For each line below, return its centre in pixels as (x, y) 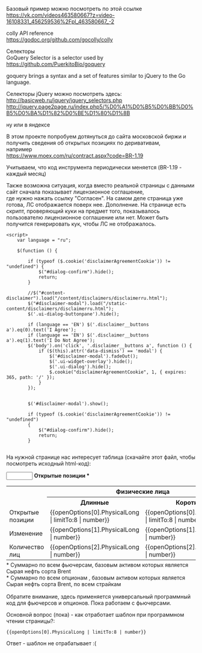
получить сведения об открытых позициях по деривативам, (83, 143)
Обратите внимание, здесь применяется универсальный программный (99, 597)
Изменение (26, 533)
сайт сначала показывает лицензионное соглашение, (75, 192)
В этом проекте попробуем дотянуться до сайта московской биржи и (96, 136)
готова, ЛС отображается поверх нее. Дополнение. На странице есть (96, 205)
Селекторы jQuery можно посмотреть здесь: (64, 94)
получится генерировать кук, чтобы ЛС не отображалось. (81, 224)
